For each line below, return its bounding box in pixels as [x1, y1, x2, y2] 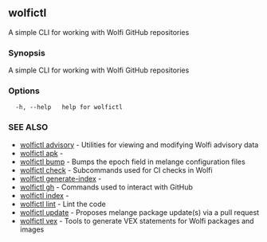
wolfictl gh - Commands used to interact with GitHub [19, 182, 193, 192]
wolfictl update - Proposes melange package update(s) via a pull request [19, 207, 260, 217]
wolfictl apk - [19, 148, 64, 158]
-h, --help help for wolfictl [15, 103, 124, 111]
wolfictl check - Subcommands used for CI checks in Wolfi [19, 165, 213, 174]
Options [8, 85, 40, 96]
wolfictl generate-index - [19, 174, 102, 183]
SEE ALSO [8, 122, 49, 133]
